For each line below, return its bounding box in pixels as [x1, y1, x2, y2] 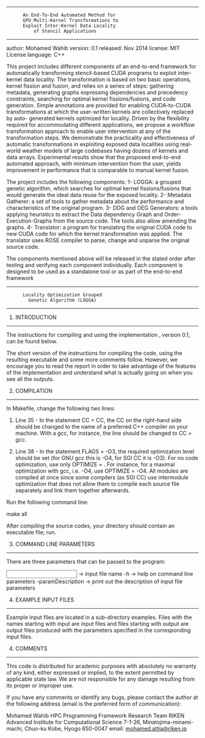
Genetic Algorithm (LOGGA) [28, 297, 97, 303]
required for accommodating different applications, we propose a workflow [6, 121, 195, 128]
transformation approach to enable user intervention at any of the [6, 127, 171, 135]
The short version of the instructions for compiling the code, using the [6, 349, 183, 357]
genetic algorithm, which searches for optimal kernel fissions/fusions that [6, 185, 191, 192]
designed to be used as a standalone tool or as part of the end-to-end [6, 268, 182, 275]
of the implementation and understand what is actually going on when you [6, 369, 193, 376]
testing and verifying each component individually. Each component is [6, 262, 183, 268]
